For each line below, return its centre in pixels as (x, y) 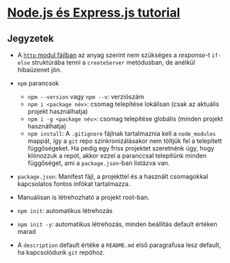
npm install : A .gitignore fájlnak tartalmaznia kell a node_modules (122, 134)
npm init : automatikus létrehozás (65, 211)
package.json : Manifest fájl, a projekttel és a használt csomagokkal (113, 176)
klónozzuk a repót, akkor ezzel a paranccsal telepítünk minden (117, 155)
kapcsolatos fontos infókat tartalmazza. (74, 184)
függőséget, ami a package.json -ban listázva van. (99, 163)
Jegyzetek (31, 39)
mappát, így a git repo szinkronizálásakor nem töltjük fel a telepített (125, 141)
